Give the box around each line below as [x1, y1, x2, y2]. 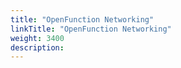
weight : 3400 [10, 33, 65, 43]
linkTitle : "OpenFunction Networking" [10, 24, 172, 34]
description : [10, 42, 65, 53]
